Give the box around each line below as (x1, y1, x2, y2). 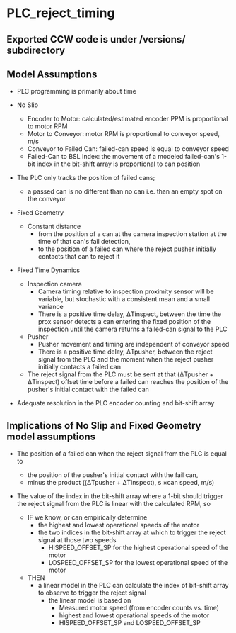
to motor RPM (27, 122, 68, 130)
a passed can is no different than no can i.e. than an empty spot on (27, 187, 223, 196)
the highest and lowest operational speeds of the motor (37, 521, 199, 530)
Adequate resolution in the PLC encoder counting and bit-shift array (16, 399, 215, 408)
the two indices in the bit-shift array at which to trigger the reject (37, 528, 227, 537)
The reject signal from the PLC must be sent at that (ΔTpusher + (27, 370, 214, 379)
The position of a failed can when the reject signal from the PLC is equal (16, 449, 227, 458)
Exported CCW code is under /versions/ (6, 33, 186, 45)
